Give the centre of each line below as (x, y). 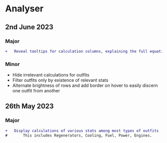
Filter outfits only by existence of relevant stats (60, 80)
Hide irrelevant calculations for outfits (51, 75)
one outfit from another (36, 91)
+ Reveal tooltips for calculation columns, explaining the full (77, 51)
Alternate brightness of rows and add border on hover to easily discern (85, 85)
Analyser (24, 9)
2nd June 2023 (29, 27)
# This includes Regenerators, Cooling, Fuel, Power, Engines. (79, 135)
